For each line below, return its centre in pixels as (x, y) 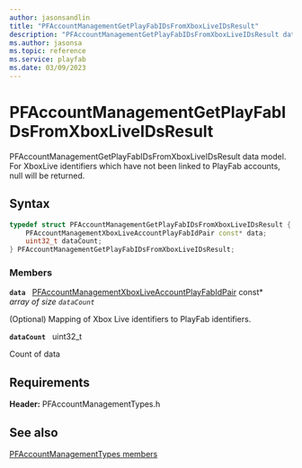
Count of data (35, 354)
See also (34, 432)
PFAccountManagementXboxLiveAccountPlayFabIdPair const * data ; (147, 233)
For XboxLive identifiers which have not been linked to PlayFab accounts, (145, 166)
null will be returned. (47, 175)
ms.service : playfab (48, 59)
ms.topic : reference (48, 51)
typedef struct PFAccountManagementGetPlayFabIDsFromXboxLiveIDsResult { (151, 225)
